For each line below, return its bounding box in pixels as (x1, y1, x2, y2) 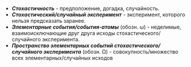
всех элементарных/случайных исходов (11, 55, 113, 61)
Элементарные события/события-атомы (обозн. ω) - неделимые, (11, 23, 182, 30)
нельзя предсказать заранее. (11, 17, 86, 24)
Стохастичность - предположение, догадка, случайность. (11, 5, 160, 12)
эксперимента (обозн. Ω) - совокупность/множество (43, 48, 179, 55)
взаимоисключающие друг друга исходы (11, 30, 115, 37)
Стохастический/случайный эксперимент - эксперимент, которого (11, 11, 186, 18)
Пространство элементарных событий (11, 42, 113, 49)
